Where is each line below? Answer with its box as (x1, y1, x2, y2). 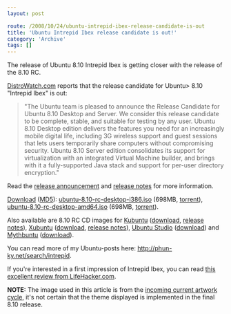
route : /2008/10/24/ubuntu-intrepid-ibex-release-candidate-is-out (7, 22, 205, 30)
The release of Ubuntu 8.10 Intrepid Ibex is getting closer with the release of (7, 61, 223, 69)
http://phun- (137, 244, 172, 252)
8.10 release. (7, 300, 43, 308)
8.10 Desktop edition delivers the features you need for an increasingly (23, 124, 225, 133)
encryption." (23, 169, 60, 177)
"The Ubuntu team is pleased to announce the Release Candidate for (23, 102, 220, 111)
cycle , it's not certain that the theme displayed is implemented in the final (7, 293, 215, 302)
